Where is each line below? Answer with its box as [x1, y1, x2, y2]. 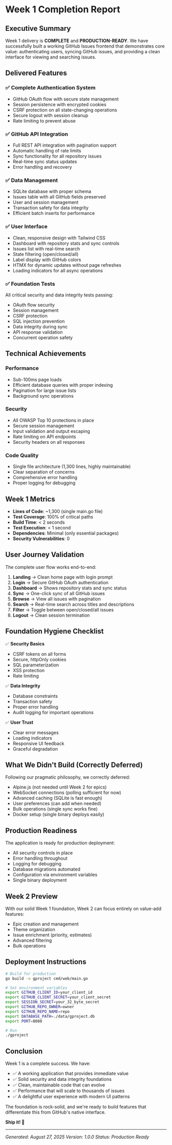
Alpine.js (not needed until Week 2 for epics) [12, 784, 107, 791]
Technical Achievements [5, 349, 86, 358]
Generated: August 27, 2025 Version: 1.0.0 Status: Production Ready [5, 1134, 149, 1140]
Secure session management [12, 422, 74, 429]
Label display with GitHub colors [12, 256, 81, 263]
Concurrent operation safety [12, 334, 73, 341]
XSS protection [12, 667, 45, 673]
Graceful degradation [12, 745, 58, 752]
